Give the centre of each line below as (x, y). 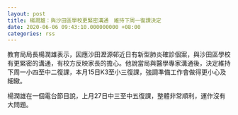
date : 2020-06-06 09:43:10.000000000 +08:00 (74, 27)
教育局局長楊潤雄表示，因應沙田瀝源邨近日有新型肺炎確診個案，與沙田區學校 (119, 54)
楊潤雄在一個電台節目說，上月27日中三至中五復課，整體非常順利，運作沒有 (117, 96)
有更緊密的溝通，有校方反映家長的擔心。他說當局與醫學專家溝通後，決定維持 (119, 63)
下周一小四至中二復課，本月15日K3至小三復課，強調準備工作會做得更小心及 (117, 72)
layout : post (27, 14)
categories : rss (31, 34)
